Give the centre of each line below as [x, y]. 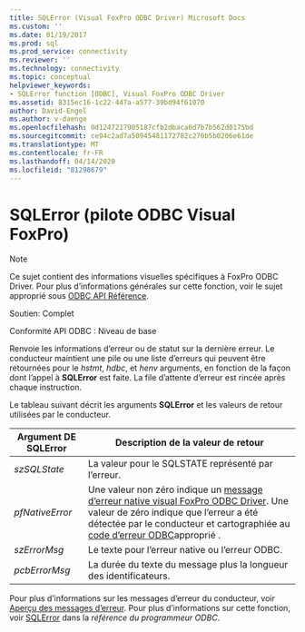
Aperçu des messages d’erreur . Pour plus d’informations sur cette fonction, [150, 608]
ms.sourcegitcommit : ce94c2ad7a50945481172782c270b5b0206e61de [132, 136]
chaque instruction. [45, 388]
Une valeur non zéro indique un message [175, 489]
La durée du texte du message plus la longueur [188, 565]
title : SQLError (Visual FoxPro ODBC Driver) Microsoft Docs [128, 18]
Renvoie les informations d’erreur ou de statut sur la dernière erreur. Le [142, 349]
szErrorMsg [39, 550]
